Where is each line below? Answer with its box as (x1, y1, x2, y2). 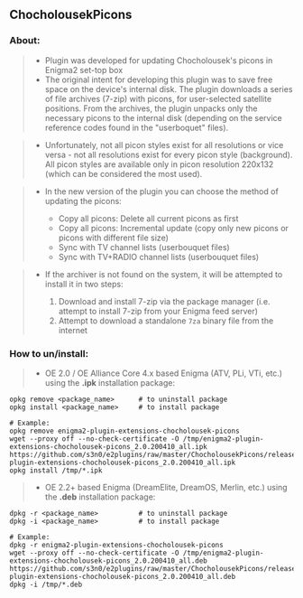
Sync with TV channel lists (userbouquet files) (58, 241, 230, 252)
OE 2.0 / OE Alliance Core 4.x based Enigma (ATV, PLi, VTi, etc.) (44, 368, 282, 378)
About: (9, 34, 41, 47)
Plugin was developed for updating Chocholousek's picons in (44, 54, 273, 66)
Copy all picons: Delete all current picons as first (58, 212, 239, 224)
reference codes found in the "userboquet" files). (44, 122, 229, 133)
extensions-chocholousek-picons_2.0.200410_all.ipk (9, 442, 207, 451)
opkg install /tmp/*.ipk (9, 465, 103, 475)
